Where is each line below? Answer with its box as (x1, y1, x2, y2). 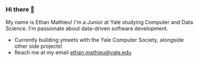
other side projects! (14, 43, 63, 50)
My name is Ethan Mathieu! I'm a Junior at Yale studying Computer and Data (5, 19, 194, 26)
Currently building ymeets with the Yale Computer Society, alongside (14, 37, 184, 44)
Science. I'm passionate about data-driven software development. (5, 25, 169, 32)
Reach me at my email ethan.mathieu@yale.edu (14, 49, 132, 56)
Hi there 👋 (5, 5, 35, 14)
